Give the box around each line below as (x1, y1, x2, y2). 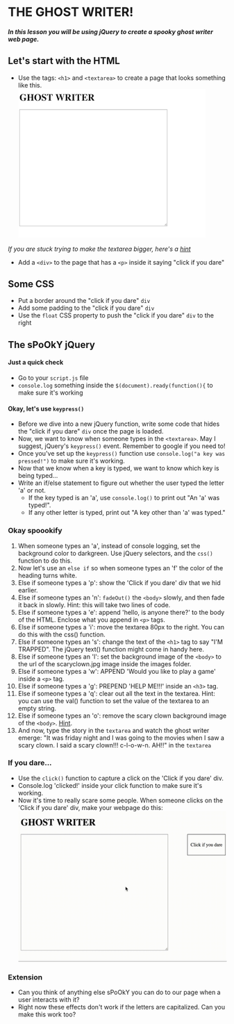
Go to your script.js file (17, 374, 89, 382)
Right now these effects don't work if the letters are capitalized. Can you (17, 1003, 225, 1011)
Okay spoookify (8, 526, 62, 536)
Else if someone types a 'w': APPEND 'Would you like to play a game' (17, 667, 216, 675)
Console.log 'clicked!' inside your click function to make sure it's (17, 781, 203, 789)
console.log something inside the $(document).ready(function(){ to (17, 381, 214, 389)
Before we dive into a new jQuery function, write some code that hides (17, 420, 220, 428)
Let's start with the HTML (8, 55, 120, 67)
